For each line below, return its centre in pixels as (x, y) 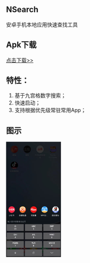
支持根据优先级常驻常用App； (50, 110)
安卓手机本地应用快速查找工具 (42, 24)
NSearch (22, 10)
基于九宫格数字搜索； (40, 96)
